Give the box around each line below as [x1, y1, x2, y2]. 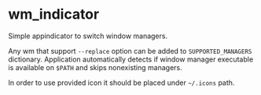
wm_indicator [8, 5, 100, 23]
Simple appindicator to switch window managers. [8, 31, 167, 40]
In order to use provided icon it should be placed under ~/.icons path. [8, 78, 235, 87]
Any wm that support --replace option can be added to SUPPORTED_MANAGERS [8, 46, 252, 55]
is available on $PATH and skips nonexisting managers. [8, 62, 182, 72]
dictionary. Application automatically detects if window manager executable [8, 55, 254, 64]
